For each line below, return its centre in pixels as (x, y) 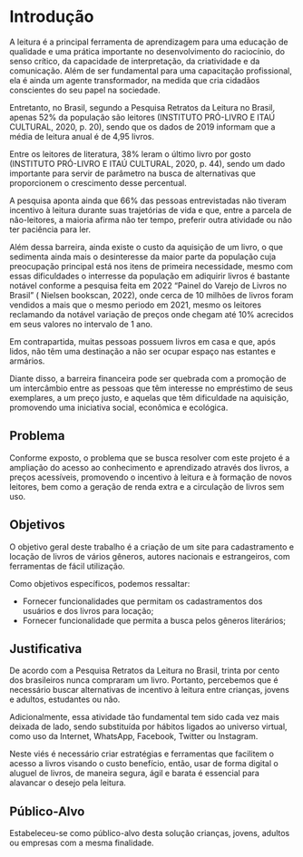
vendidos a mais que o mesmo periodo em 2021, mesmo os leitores (135, 305)
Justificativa (46, 649)
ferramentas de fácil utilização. (67, 566)
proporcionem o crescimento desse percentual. (98, 182)
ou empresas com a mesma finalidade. (82, 843)
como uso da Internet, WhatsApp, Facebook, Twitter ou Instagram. (134, 736)
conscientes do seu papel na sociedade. (85, 90)
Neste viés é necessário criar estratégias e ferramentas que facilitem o (142, 754)
